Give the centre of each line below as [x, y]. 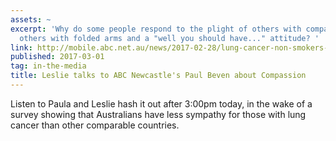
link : [21, 47]
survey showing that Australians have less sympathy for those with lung [158, 114]
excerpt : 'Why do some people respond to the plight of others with [156, 29]
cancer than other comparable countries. [95, 125]
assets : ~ [31, 19]
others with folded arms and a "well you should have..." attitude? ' [169, 38]
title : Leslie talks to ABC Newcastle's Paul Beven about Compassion [158, 76]
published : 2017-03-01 [57, 57]
